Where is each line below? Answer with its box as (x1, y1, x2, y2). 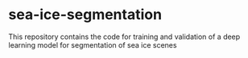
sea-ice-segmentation (8, 6, 163, 24)
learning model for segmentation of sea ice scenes (8, 40, 177, 49)
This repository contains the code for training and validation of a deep (8, 32, 241, 41)
